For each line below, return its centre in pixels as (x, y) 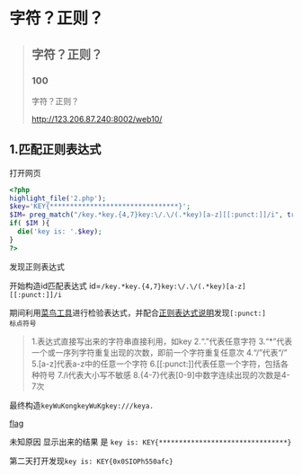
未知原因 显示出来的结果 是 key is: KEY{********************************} (151, 442)
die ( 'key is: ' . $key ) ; (60, 232)
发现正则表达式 (37, 267)
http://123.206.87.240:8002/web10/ (97, 119)
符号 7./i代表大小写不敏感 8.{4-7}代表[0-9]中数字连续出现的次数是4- (164, 374)
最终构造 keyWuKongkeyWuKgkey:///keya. (82, 405)
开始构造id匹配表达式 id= (55, 286)
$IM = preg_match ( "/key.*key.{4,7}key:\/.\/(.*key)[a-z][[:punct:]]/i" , (146, 215)
